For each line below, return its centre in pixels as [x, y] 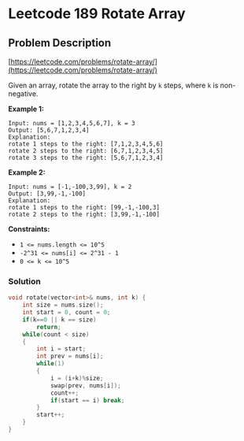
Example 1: [26, 109]
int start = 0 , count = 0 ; [67, 313]
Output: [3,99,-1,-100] [47, 194]
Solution [25, 281]
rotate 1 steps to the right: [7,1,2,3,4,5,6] [86, 144]
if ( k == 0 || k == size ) [59, 320]
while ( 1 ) [51, 364]
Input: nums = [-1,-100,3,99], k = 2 [70, 187]
